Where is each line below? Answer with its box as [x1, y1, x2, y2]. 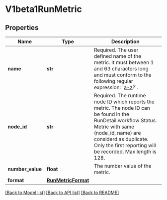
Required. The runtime [93, 92, 146, 99]
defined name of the [93, 53, 142, 59]
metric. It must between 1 [93, 59, 154, 66]
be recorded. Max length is [93, 148, 157, 155]
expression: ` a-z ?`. [93, 84, 138, 91]
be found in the [93, 111, 129, 118]
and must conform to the [93, 71, 152, 78]
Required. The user [93, 46, 139, 53]
